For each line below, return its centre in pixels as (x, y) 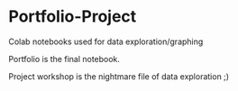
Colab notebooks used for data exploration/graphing (106, 41)
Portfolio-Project (73, 17)
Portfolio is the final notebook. (64, 59)
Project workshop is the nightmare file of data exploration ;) (119, 76)
